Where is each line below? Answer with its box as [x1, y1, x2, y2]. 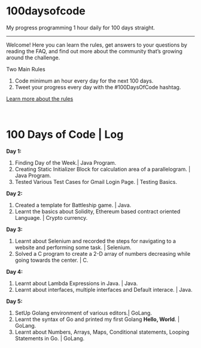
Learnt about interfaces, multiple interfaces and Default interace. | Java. [14, 286, 193, 293]
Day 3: [6, 226, 23, 233]
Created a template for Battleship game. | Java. [14, 201, 132, 208]
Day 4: [6, 268, 23, 275]
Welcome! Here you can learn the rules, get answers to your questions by [6, 41, 187, 49]
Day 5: [6, 298, 23, 305]
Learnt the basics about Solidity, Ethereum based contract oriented [14, 208, 181, 215]
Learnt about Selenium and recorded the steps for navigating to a [14, 237, 176, 244]
